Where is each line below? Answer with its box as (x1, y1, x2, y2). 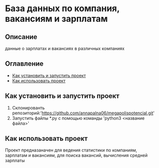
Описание (5, 33, 37, 41)
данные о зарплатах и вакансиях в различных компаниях (5, 46, 125, 51)
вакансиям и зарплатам (5, 13, 108, 24)
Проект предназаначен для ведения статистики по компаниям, (5, 147, 138, 153)
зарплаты (5, 158, 25, 164)
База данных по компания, (5, 3, 120, 14)
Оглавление (5, 59, 44, 68)
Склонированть (12, 105, 45, 111)
